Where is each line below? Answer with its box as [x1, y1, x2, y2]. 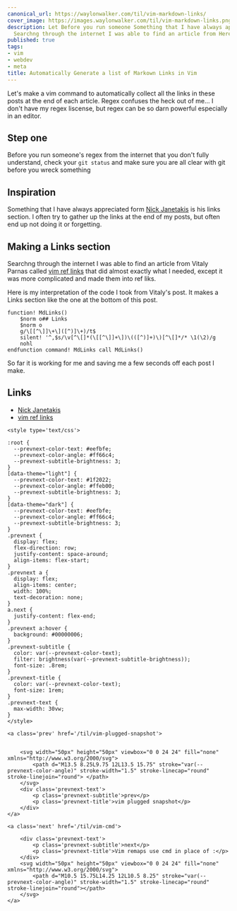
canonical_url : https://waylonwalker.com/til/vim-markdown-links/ [7, 10, 207, 18]
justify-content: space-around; [13, 550, 109, 557]
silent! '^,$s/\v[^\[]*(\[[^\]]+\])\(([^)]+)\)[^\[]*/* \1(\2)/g [20, 334, 217, 341]
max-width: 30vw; [13, 705, 65, 712]
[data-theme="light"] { [7, 470, 78, 477]
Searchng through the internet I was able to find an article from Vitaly [7, 259, 209, 267]
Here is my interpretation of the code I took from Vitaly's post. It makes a [7, 288, 219, 296]
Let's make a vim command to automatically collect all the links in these [7, 89, 215, 98]
